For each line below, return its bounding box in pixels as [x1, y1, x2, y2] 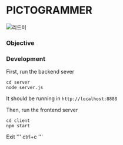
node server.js [6, 85, 44, 91]
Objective [6, 39, 35, 47]
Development [6, 54, 46, 62]
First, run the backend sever [6, 68, 75, 75]
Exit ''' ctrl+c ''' [6, 133, 43, 140]
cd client [6, 118, 31, 124]
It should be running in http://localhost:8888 [6, 95, 118, 102]
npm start [6, 123, 31, 129]
